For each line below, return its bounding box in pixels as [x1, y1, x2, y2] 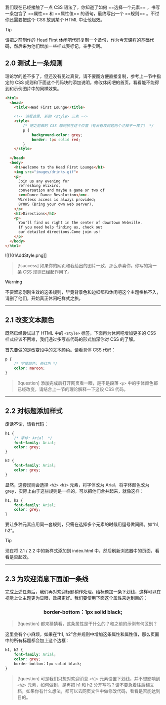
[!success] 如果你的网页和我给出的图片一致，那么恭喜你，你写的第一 [17, 262, 157, 268]
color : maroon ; [14, 366, 45, 371]
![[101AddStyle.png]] [5, 252, 47, 258]
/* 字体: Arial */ [14, 435, 53, 441]
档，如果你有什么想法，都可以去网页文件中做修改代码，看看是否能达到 [17, 688, 161, 694]
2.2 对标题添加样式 [5, 407, 63, 415]
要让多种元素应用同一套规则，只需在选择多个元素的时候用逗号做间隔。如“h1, [5, 521, 160, 528]
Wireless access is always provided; [18, 197, 96, 202]
